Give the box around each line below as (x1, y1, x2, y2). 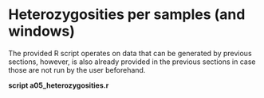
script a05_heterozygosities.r (8, 81, 109, 90)
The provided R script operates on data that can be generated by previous (8, 48, 253, 58)
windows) (8, 22, 76, 40)
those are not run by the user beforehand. (8, 65, 146, 74)
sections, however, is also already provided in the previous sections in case (8, 57, 256, 66)
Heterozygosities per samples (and (8, 6, 246, 24)
